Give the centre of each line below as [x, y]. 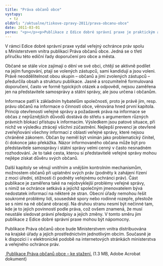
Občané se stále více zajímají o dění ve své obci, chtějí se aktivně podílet [78, 66]
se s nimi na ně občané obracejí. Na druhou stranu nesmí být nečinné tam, [79, 204]
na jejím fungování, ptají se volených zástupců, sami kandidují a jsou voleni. [81, 71]
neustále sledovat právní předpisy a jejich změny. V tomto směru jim [73, 214]
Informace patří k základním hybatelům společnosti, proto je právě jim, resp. [81, 101]
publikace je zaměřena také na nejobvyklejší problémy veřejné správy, [75, 183]
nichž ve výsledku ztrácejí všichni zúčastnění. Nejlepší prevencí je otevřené [81, 127]
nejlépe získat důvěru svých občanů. [42, 158]
